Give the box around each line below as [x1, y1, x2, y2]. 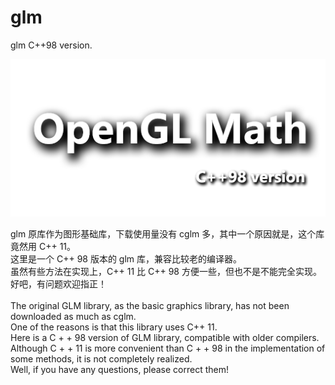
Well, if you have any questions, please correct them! [10, 363, 229, 375]
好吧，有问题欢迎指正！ [10, 277, 107, 290]
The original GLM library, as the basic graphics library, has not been [10, 299, 290, 311]
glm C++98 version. [10, 39, 93, 51]
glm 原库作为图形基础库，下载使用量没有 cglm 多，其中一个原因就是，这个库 [10, 227, 325, 240]
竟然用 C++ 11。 [10, 240, 77, 252]
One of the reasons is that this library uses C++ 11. [10, 321, 218, 333]
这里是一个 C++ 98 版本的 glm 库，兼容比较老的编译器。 [10, 252, 243, 265]
